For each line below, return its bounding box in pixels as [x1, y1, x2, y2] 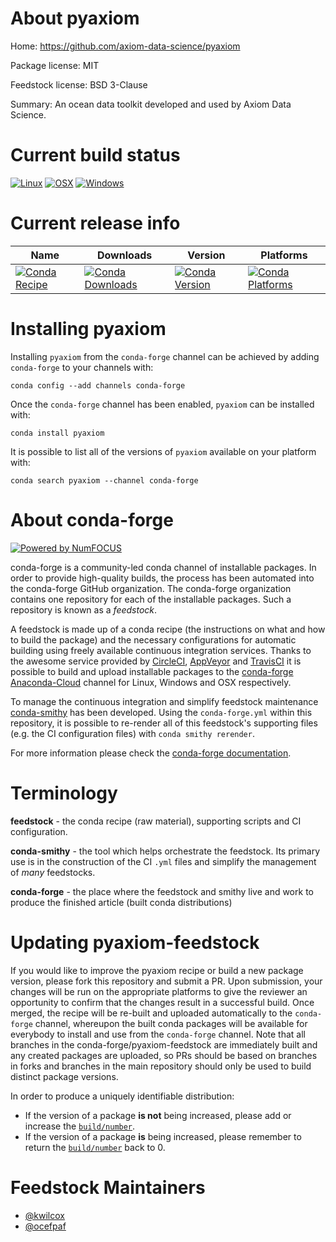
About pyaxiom [10, 7, 140, 30]
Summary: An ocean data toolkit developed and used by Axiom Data [10, 98, 292, 110]
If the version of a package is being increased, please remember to [24, 1130, 302, 1142]
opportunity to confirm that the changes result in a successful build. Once [10, 996, 315, 1008]
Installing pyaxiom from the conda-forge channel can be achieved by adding [10, 350, 320, 362]
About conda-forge [10, 508, 174, 531]
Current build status [10, 144, 181, 167]
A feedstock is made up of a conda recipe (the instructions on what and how [10, 623, 326, 635]
